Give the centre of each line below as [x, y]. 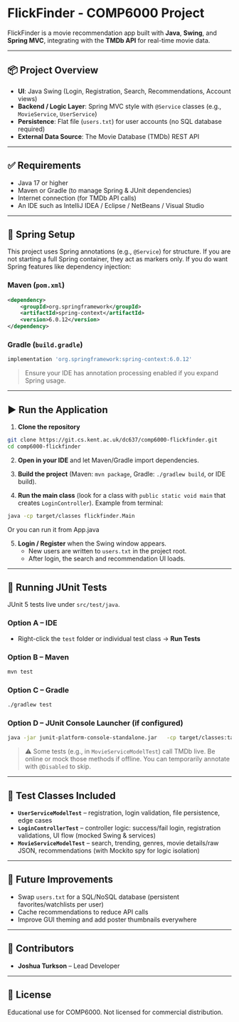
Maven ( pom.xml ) [36, 285]
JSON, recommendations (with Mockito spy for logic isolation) [109, 851]
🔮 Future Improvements [60, 880]
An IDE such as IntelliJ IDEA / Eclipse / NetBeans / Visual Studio [111, 205]
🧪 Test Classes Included [62, 796]
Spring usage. [45, 381]
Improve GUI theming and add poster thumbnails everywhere [107, 919]
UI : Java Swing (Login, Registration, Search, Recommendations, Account [124, 91]
